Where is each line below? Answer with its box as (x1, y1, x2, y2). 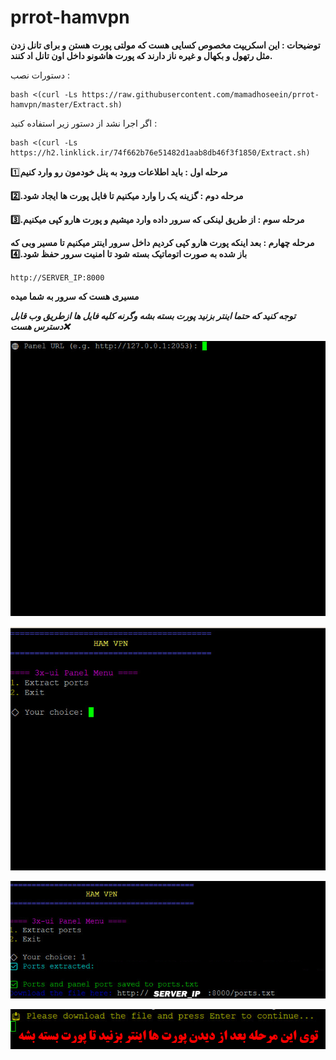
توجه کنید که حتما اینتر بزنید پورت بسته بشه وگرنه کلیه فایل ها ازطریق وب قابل (10, 309, 297, 321)
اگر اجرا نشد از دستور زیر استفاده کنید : (10, 117, 158, 129)
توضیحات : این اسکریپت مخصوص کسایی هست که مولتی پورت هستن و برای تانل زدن (10, 39, 321, 51)
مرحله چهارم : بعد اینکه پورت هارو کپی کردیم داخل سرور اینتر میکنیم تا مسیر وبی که (10, 236, 315, 248)
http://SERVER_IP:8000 (10, 272, 105, 283)
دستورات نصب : (10, 69, 70, 81)
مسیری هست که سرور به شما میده (10, 290, 140, 302)
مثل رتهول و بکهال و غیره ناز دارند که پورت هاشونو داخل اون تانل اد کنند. (10, 49, 273, 61)
